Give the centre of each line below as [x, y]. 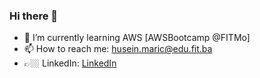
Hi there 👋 [34, 16]
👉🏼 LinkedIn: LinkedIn [70, 63]
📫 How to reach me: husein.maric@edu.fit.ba [118, 49]
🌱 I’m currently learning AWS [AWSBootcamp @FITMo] [137, 38]
